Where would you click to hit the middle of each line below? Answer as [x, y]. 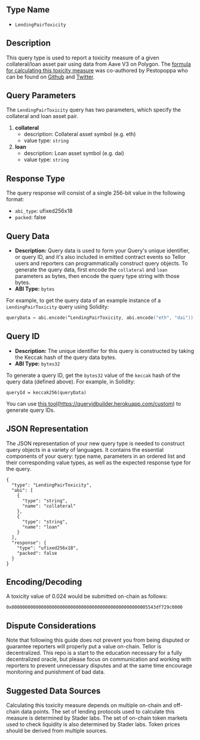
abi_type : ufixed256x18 [44, 211]
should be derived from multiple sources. [57, 731]
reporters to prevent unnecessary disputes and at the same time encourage [99, 666]
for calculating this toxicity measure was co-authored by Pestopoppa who [97, 70]
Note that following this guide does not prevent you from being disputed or [98, 640]
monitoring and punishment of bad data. [56, 672]
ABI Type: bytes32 [37, 363]
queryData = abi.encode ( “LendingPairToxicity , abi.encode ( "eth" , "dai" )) [100, 318]
